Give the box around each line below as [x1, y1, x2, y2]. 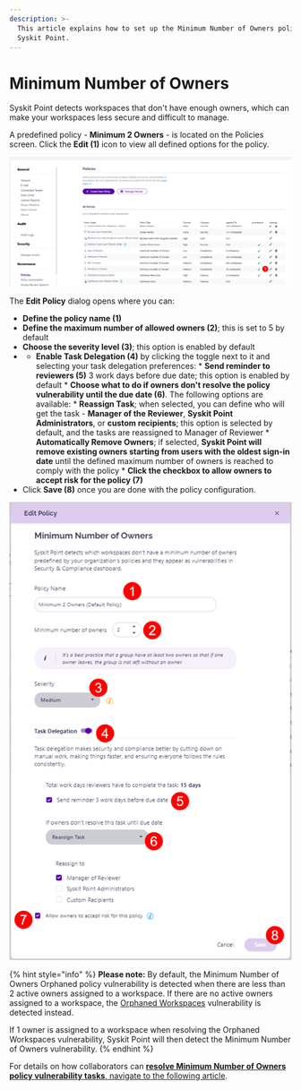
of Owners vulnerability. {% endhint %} [9, 1043, 154, 1054]
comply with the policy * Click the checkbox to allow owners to [35, 466, 272, 476]
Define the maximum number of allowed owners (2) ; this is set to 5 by [21, 322, 285, 333]
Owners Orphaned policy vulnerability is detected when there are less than [9, 978, 286, 989]
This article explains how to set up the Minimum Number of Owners [17, 23, 275, 33]
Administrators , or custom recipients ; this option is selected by [35, 417, 273, 429]
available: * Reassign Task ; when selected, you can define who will [35, 399, 285, 409]
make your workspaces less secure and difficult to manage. [9, 112, 230, 123]
